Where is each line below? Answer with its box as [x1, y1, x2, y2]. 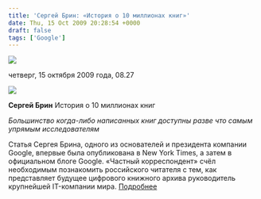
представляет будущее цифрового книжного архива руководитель [8, 174, 236, 183]
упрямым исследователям [8, 124, 99, 134]
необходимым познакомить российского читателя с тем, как [8, 165, 217, 174]
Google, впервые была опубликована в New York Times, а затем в [8, 148, 232, 158]
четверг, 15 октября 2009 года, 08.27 [8, 71, 134, 80]
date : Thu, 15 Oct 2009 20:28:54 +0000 [8, 19, 141, 27]
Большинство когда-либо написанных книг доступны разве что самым [8, 116, 253, 125]
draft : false [8, 26, 52, 34]
